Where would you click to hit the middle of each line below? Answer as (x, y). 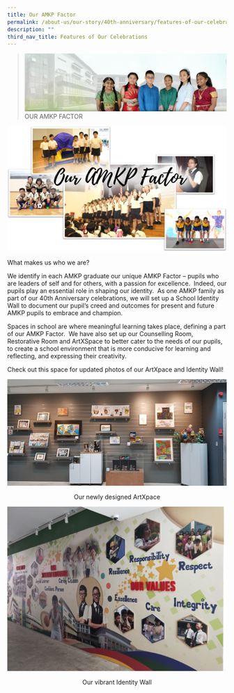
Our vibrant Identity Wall (117, 682)
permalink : (23, 22)
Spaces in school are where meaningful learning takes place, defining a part (117, 326)
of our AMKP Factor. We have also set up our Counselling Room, (100, 334)
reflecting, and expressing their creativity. (67, 356)
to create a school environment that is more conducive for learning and (109, 349)
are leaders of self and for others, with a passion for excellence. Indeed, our (117, 284)
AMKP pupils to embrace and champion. (65, 313)
